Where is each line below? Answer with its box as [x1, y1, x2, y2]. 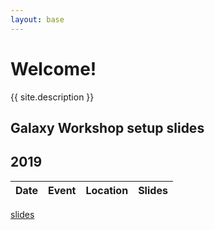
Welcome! [10, 57, 97, 80]
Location [85, 183, 129, 197]
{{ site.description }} [10, 91, 95, 103]
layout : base [10, 14, 65, 25]
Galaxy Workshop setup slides [10, 119, 205, 136]
